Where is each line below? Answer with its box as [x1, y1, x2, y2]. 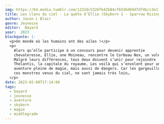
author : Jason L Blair [5, 16, 51, 21]
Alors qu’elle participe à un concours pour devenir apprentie [14, 48, 145, 53]
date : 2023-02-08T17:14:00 [5, 80, 60, 84]
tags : [5, 84, 16, 89]
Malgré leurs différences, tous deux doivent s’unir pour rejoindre [14, 57, 156, 62]
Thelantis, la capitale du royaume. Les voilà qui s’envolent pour [14, 62, 154, 66]
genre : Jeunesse [5, 21, 38, 26]
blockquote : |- [5, 35, 36, 40]
